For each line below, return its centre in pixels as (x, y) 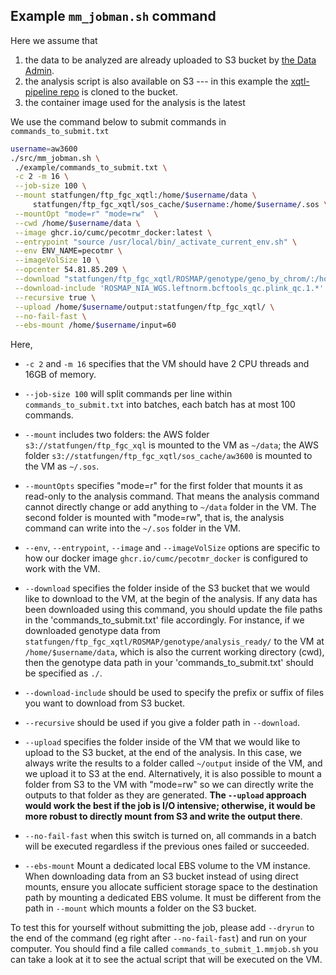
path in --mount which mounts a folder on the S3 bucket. (140, 908)
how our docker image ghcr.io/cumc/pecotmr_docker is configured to (166, 558)
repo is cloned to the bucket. (118, 91)
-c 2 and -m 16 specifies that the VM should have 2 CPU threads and (167, 364)
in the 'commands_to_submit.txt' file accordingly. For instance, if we (164, 620)
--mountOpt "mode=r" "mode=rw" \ (86, 214)
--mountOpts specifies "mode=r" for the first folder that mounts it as (163, 486)
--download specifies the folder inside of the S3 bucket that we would (167, 588)
